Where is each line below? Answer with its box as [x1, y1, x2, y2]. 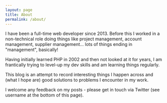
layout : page [5, 7, 33, 13]
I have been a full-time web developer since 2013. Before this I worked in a [5, 31, 160, 37]
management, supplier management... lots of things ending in [5, 41, 132, 47]
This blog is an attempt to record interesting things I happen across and [5, 72, 153, 78]
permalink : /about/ [5, 17, 46, 22]
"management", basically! [5, 46, 59, 53]
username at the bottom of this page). [5, 92, 84, 98]
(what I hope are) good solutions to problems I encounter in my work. [5, 77, 149, 83]
